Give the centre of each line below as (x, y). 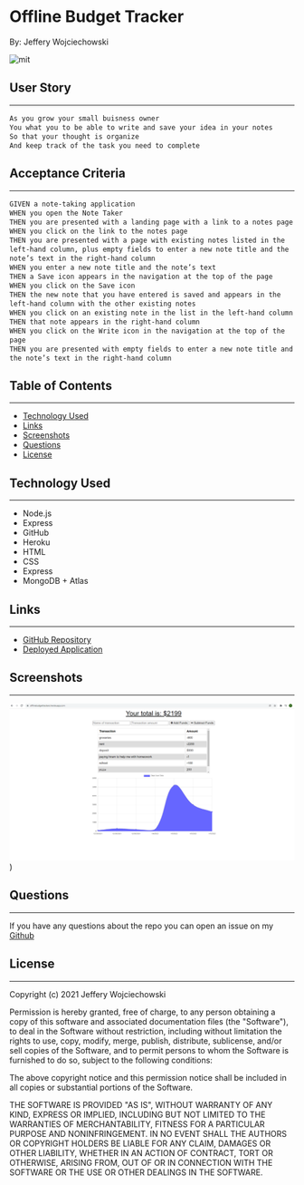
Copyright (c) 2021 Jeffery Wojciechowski (88, 994)
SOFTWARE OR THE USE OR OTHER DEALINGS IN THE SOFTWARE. (136, 1172)
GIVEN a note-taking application (72, 204)
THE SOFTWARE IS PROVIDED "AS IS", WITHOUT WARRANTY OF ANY (141, 1104)
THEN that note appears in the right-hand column (105, 322)
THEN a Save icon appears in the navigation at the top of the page (141, 277)
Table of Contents (61, 386)
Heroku (36, 542)
